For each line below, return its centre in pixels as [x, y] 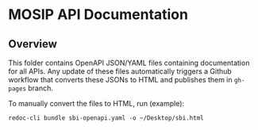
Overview [33, 44]
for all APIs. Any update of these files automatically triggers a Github [120, 71]
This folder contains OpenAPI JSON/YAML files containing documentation [129, 63]
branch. [40, 88]
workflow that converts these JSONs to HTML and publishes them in [120, 80]
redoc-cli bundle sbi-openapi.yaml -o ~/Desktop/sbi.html [106, 118]
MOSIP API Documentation [98, 15]
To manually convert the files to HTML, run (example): [96, 103]
